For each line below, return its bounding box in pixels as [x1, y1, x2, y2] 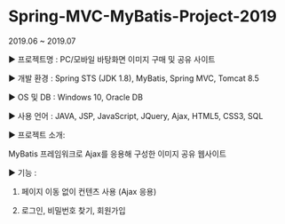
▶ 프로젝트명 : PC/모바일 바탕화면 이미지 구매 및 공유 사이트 [8, 53, 216, 64]
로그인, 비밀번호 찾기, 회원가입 [20, 204, 126, 215]
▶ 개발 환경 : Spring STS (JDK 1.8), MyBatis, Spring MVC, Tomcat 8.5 [8, 73, 259, 84]
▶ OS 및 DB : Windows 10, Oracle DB [8, 92, 144, 102]
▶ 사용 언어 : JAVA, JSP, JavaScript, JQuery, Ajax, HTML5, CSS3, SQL [8, 110, 264, 121]
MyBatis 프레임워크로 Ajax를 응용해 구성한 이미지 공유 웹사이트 [8, 148, 227, 159]
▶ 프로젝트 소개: [8, 129, 66, 140]
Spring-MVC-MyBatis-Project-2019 [8, 6, 277, 27]
